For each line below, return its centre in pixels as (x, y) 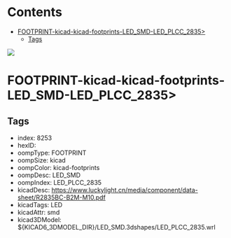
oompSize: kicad (42, 160)
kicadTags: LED (40, 204)
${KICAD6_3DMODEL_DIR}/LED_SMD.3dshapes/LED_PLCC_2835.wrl (116, 227)
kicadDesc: (34, 190)
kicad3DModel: (39, 219)
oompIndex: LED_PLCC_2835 (59, 182)
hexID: (27, 145)
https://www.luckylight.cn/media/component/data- (125, 190)
